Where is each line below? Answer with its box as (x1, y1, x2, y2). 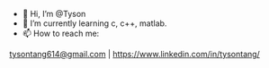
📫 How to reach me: (22, 28, 100, 38)
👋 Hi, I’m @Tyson (22, 9, 86, 19)
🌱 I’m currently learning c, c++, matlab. (22, 18, 167, 29)
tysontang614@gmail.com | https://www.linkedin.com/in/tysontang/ (9, 49, 261, 59)
